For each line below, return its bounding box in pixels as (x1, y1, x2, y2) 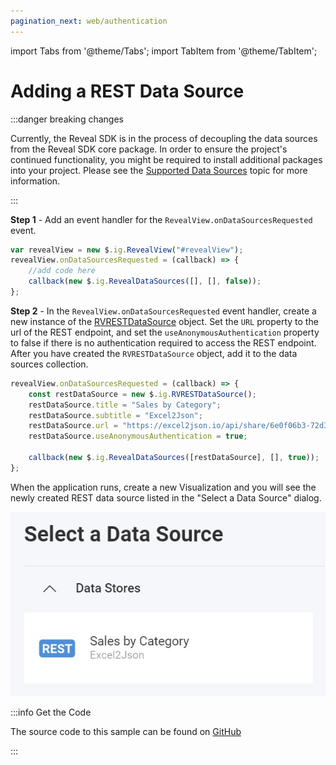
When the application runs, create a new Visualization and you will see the (10, 481, 317, 493)
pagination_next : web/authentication (10, 16, 168, 26)
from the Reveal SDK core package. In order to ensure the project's (10, 143, 288, 155)
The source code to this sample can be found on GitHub (10, 725, 242, 737)
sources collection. (10, 358, 89, 370)
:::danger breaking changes (10, 113, 124, 125)
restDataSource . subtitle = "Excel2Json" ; (28, 410, 203, 420)
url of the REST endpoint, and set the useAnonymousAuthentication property (10, 326, 320, 338)
